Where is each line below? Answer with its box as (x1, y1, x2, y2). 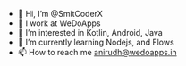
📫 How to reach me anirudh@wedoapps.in (17, 47, 177, 57)
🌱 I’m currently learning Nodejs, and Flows (17, 37, 174, 47)
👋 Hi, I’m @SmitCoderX (17, 9, 103, 19)
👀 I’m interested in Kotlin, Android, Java (17, 28, 163, 37)
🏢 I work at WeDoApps (17, 18, 101, 29)
